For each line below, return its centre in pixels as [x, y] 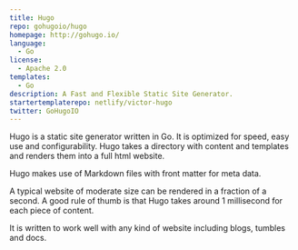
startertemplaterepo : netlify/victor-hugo [91, 102]
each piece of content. [52, 211]
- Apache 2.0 [42, 69]
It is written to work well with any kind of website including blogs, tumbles [148, 228]
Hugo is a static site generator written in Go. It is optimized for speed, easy [149, 136]
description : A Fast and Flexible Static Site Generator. [121, 94]
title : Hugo [32, 18]
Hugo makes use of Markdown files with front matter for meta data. [135, 174]
